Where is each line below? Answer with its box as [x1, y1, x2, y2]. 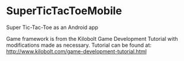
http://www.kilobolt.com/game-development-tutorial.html [6, 47, 147, 54]
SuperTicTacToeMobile [6, 4, 122, 18]
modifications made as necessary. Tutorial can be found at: [6, 41, 152, 49]
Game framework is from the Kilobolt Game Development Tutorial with [6, 35, 179, 42]
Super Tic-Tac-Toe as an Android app [6, 24, 98, 31]
